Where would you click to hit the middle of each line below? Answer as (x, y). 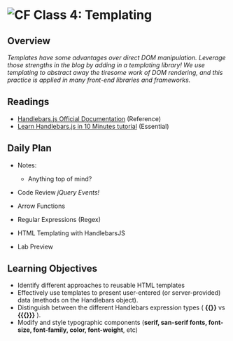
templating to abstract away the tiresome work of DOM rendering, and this (115, 72)
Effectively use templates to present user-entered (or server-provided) (119, 293)
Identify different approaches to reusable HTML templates (101, 285)
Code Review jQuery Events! (58, 192)
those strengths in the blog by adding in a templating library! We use (106, 65)
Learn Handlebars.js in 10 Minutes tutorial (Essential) (93, 126)
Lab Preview (35, 246)
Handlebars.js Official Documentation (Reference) (89, 118)
